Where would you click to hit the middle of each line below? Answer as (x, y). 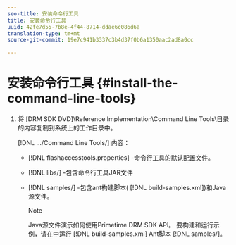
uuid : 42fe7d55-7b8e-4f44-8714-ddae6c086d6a (74, 27)
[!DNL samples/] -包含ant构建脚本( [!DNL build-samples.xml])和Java (127, 188)
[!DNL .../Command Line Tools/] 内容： (74, 143)
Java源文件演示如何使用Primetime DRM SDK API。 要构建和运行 (120, 225)
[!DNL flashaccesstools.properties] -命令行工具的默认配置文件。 (121, 158)
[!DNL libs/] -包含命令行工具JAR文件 (80, 172)
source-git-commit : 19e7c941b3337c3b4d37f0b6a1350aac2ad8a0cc (100, 40)
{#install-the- (137, 83)
